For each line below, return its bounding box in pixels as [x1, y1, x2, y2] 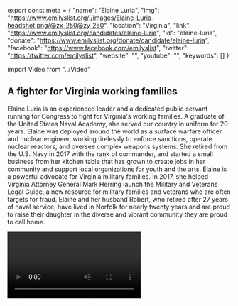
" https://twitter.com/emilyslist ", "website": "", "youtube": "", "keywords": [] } [7, 51, 229, 60]
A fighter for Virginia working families [7, 85, 178, 98]
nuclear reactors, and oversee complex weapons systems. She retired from [7, 142, 228, 151]
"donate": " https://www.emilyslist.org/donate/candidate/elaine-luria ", [7, 36, 210, 45]
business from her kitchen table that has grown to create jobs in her [7, 157, 206, 165]
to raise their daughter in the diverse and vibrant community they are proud [7, 209, 228, 219]
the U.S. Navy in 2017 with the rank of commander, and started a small [7, 149, 213, 158]
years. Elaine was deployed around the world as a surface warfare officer [7, 127, 222, 136]
